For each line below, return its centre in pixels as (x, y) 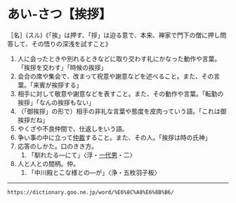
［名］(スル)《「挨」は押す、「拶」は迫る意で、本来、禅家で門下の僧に (108, 35)
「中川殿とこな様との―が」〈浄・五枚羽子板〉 (94, 172)
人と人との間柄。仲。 (48, 163)
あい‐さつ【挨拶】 (59, 14)
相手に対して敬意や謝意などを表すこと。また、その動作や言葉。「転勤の (120, 93)
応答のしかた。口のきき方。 (58, 146)
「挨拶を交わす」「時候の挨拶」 (62, 67)
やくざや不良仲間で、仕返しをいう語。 (73, 128)
